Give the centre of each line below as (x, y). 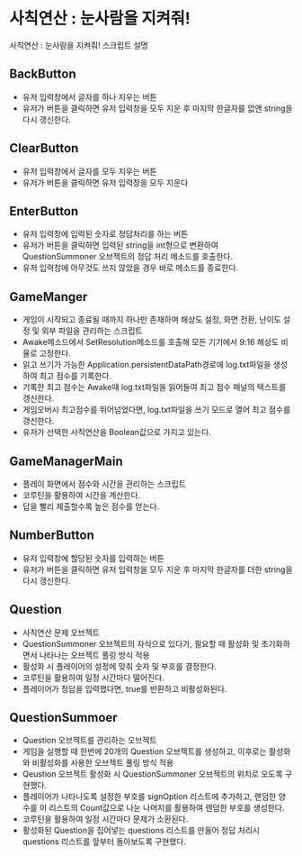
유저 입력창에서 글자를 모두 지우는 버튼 (89, 171)
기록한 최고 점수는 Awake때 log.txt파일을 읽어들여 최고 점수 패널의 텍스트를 (154, 387)
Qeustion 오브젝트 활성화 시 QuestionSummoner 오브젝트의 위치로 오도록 (152, 774)
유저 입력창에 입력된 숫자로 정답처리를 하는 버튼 (105, 234)
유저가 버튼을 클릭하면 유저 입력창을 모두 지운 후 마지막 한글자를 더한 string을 (158, 569)
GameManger (49, 297)
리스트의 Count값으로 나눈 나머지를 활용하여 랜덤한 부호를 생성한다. (167, 808)
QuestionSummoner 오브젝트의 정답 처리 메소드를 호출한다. (128, 257)
